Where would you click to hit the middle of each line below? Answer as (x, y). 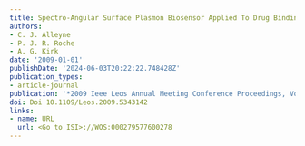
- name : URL (32, 119)
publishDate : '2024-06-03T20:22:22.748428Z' (95, 69)
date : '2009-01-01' (46, 60)
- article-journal (44, 85)
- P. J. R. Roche (42, 43)
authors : (26, 26)
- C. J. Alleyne (40, 34)
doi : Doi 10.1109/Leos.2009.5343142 (79, 102)
